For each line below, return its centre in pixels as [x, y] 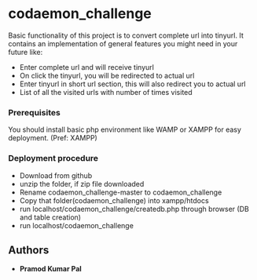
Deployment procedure [53, 158]
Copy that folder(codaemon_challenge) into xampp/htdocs [114, 200]
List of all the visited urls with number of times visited [106, 92]
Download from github [56, 175]
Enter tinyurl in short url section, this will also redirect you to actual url [132, 84]
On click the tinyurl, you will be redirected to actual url [107, 75]
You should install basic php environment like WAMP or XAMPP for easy [125, 129]
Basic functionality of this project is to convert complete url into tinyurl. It [126, 35]
